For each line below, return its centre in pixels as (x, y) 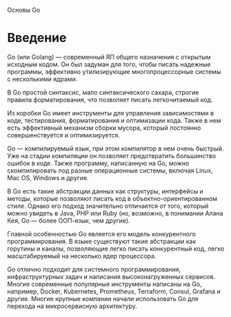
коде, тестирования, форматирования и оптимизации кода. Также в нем (114, 120)
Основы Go (24, 10)
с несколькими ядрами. (42, 79)
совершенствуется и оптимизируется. (64, 135)
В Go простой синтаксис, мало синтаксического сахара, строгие (103, 92)
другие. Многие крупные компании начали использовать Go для (103, 298)
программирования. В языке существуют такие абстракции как (102, 241)
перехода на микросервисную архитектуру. (72, 306)
